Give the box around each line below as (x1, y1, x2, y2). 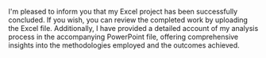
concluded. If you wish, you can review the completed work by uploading (8, 15, 249, 25)
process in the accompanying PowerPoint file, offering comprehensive (8, 32, 239, 41)
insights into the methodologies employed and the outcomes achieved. (8, 41, 240, 50)
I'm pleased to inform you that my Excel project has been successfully (8, 7, 238, 16)
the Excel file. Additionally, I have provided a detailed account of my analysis (8, 24, 259, 33)
